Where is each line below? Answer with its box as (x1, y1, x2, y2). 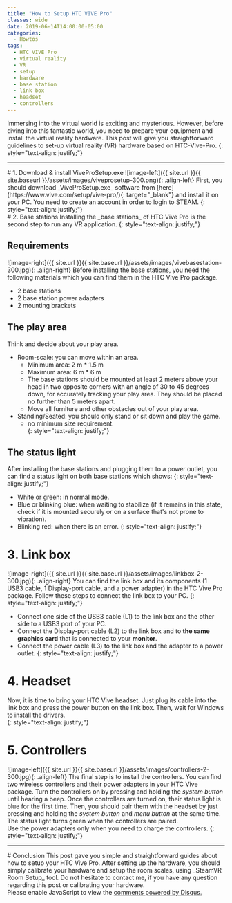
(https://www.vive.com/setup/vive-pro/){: (7, 190, 126, 199)
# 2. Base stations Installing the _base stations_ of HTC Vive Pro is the (7, 212, 206, 221)
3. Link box (7, 547, 71, 563)
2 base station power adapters (17, 293, 105, 302)
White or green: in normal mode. (17, 493, 110, 502)
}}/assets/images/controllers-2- (119, 765, 210, 774)
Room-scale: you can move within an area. (17, 353, 139, 361)
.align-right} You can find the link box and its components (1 (37, 577, 207, 585)
